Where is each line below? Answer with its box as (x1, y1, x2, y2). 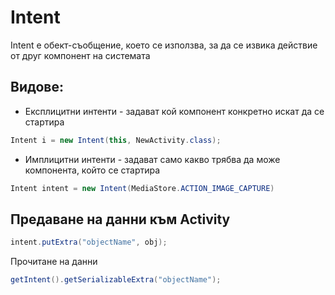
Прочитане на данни (10, 256, 98, 268)
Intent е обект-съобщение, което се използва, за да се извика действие (10, 39, 318, 51)
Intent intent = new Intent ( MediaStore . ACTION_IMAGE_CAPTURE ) (10, 183, 275, 193)
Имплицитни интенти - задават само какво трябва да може (24, 153, 281, 165)
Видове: (10, 79, 64, 96)
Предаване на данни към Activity (10, 211, 231, 228)
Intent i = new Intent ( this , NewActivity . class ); (10, 135, 222, 145)
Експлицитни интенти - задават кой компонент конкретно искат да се (24, 105, 325, 117)
